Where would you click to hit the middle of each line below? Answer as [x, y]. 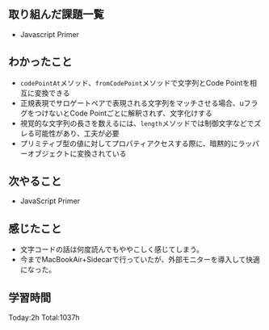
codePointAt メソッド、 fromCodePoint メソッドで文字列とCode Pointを [135, 82]
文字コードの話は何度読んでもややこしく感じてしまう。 [112, 249]
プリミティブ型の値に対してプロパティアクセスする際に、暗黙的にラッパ [140, 143]
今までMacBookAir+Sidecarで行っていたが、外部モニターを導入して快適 [140, 260]
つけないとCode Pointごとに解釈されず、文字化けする [123, 113]
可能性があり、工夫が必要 [77, 133]
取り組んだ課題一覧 [56, 15]
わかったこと [40, 62]
